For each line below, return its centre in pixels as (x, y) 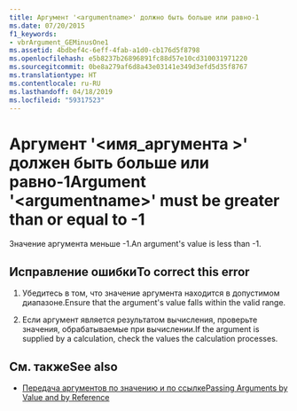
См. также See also (63, 366)
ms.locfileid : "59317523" (57, 100)
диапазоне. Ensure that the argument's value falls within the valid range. (154, 303)
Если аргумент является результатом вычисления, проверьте (140, 320)
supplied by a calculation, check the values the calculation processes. (150, 339)
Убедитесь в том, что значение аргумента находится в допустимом (151, 293)
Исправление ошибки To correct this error (129, 272)
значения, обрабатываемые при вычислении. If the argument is (141, 329)
